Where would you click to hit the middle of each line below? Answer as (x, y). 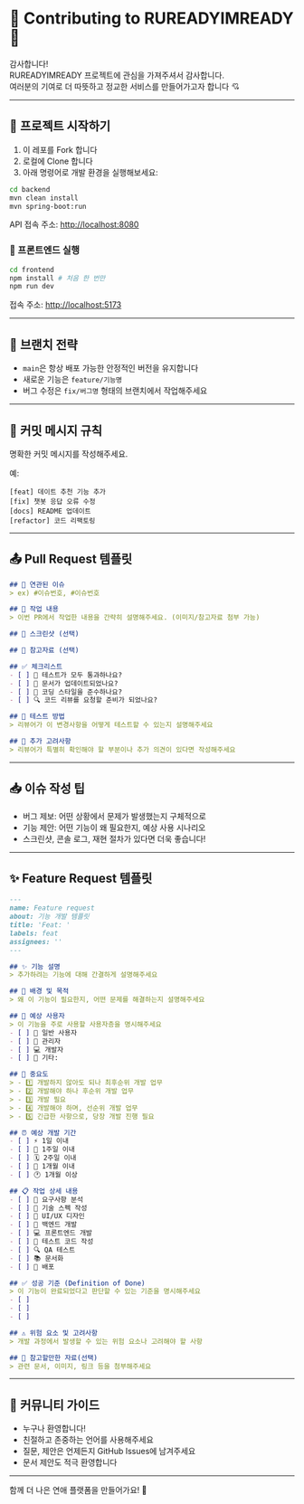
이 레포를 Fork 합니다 (60, 149)
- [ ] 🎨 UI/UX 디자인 (47, 1216)
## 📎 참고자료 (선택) (44, 650)
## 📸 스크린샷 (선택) (44, 634)
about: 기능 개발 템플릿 (50, 917)
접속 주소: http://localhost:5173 (66, 305)
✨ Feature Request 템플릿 (81, 879)
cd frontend (32, 270)
